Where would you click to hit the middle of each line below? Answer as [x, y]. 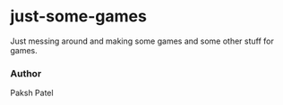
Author [26, 73]
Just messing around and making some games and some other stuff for [142, 41]
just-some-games [78, 16]
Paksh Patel [32, 93]
